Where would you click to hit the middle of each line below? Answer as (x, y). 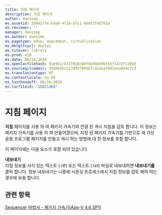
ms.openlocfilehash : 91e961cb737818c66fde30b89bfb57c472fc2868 (71, 64)
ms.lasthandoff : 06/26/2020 (34, 82)
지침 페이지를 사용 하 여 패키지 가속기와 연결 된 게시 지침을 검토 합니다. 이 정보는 (81, 127)
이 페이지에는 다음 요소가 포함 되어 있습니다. (47, 149)
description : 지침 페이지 (29, 14)
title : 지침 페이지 (22, 10)
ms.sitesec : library (26, 50)
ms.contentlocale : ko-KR (30, 78)
